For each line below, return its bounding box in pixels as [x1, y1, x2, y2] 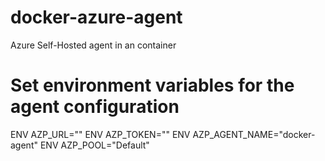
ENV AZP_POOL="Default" [39, 139, 150, 151]
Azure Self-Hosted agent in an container [10, 39, 177, 51]
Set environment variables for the [10, 74, 295, 97]
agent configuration [10, 96, 180, 118]
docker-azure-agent [10, 6, 183, 29]
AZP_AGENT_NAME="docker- [192, 128, 316, 140]
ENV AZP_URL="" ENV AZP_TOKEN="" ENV [10, 128, 191, 140]
